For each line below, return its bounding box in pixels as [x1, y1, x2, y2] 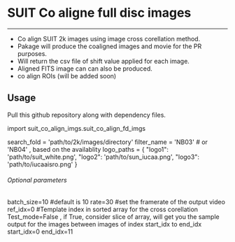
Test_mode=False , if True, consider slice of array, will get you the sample [7, 212, 220, 221]
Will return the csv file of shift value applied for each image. [17, 57, 190, 65]
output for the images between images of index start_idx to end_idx [7, 220, 202, 228]
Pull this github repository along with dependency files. [7, 111, 166, 119]
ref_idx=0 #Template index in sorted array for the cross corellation [7, 205, 198, 213]
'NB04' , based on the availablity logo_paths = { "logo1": [7, 145, 169, 153]
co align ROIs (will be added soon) [17, 71, 117, 80]
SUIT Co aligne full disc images [7, 5, 192, 21]
